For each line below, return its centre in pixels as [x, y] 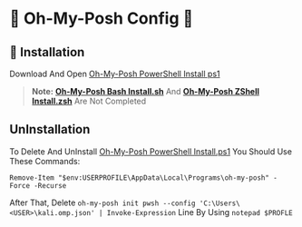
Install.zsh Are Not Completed [89, 101]
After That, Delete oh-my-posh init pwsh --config [102, 202]
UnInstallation [50, 129]
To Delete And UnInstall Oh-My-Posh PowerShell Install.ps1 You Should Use [151, 151]
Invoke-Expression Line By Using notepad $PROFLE [200, 212]
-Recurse [50, 185]
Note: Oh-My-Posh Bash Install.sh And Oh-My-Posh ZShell [146, 91]
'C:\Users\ [219, 203]
